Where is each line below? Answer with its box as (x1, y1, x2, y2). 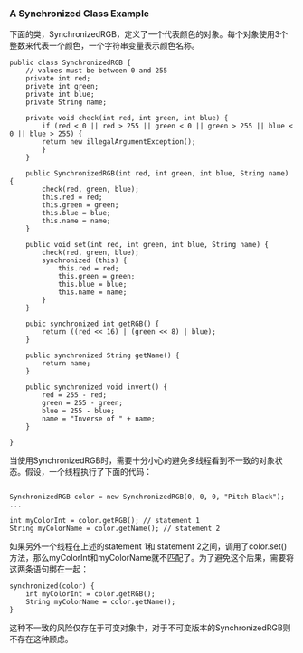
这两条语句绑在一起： (9, 563, 89, 574)
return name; (42, 359, 91, 368)
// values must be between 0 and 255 (25, 66, 168, 75)
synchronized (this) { (42, 256, 128, 265)
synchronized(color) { (9, 582, 95, 591)
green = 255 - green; (42, 399, 124, 408)
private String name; (25, 98, 107, 107)
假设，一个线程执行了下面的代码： (24, 467, 152, 478)
